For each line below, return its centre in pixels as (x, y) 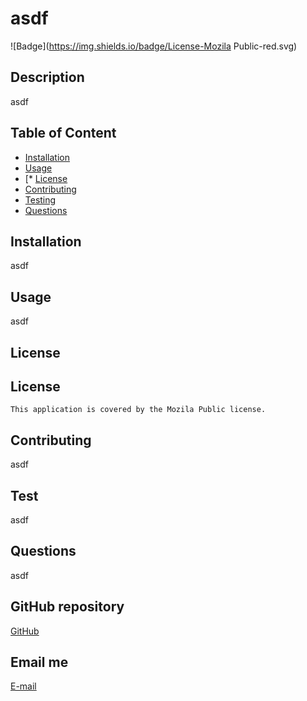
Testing (40, 199)
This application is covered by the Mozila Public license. (138, 410)
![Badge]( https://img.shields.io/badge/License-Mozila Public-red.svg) (154, 46)
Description (47, 77)
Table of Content (63, 133)
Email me (39, 662)
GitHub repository (67, 607)
